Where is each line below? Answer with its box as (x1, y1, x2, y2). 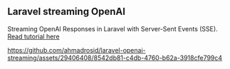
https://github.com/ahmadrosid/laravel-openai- (7, 46, 146, 54)
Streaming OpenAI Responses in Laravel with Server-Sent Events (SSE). (7, 24, 219, 33)
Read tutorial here (7, 32, 60, 41)
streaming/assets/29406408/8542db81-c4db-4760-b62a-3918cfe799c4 (7, 53, 223, 62)
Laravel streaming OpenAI (7, 6, 126, 18)
